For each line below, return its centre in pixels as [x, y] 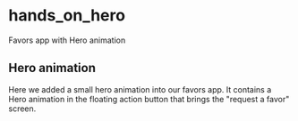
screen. [22, 109]
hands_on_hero [67, 16]
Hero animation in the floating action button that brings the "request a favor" [149, 99]
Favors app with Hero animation [67, 40]
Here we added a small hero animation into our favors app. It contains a [140, 89]
